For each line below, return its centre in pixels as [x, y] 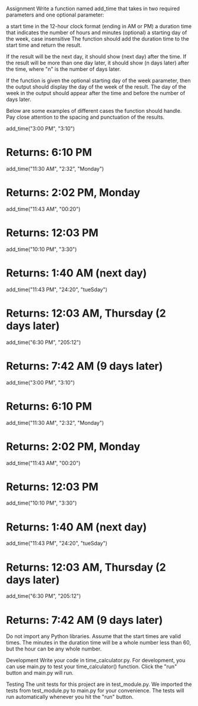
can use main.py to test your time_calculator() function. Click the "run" [92, 666]
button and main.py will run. [40, 673]
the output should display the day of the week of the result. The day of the [96, 87]
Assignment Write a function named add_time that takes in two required [93, 9]
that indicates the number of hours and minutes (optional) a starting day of [97, 32]
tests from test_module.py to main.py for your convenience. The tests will [95, 691]
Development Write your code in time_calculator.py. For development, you [96, 661]
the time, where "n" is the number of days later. [64, 69]
